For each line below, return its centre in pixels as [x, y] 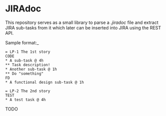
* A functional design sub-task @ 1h [45, 82]
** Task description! [28, 65]
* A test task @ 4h [26, 100]
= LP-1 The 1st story [28, 52]
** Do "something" [24, 73]
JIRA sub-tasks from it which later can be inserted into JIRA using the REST [83, 27]
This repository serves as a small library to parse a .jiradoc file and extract [82, 22]
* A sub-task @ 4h [24, 60]
